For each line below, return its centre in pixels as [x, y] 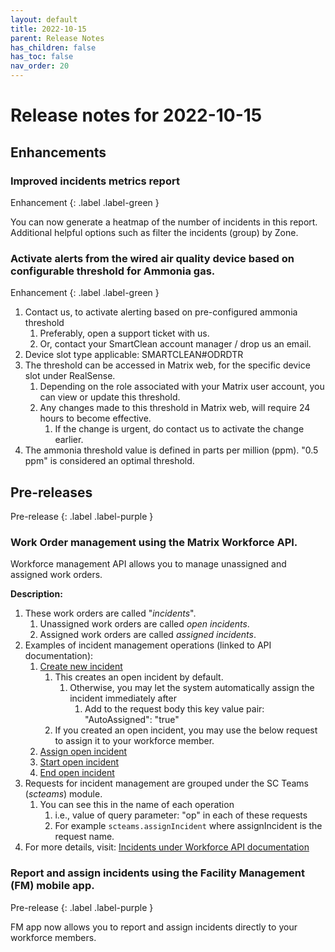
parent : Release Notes [57, 38]
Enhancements [58, 152]
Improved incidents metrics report [95, 181]
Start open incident [79, 762]
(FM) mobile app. [52, 886]
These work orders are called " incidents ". [110, 613]
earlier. [69, 440]
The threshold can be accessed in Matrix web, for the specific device [167, 365]
